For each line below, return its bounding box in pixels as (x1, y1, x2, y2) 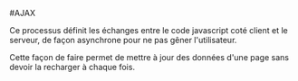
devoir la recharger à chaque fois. (9, 62, 136, 72)
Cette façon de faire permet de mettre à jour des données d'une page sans (9, 52, 290, 62)
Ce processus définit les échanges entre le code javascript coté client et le (9, 25, 288, 35)
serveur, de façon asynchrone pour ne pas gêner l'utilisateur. (9, 35, 237, 45)
